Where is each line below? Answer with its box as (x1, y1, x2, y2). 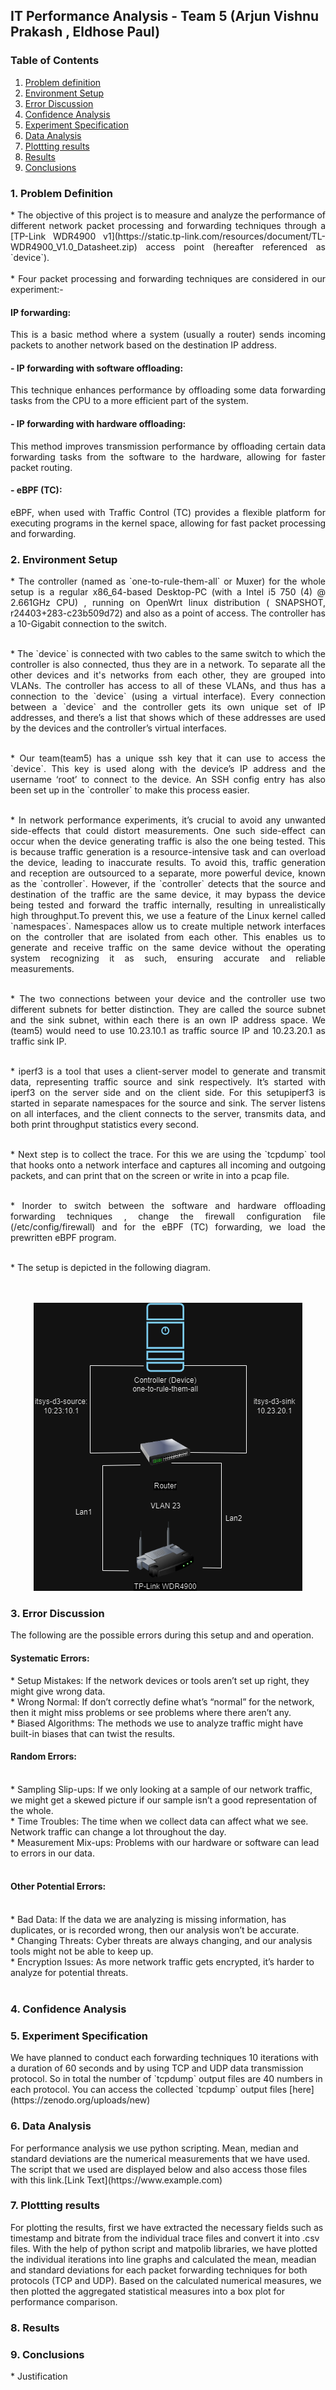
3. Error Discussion (10, 1607, 105, 1621)
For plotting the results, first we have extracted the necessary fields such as (10, 2221, 324, 2233)
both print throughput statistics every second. (10, 1119, 200, 1131)
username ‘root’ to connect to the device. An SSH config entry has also (10, 774, 326, 786)
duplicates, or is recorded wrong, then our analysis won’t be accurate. (10, 1924, 300, 1936)
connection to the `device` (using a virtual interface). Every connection (10, 690, 326, 703)
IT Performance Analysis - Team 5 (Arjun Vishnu (10, 8, 320, 25)
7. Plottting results (10, 2199, 100, 2213)
